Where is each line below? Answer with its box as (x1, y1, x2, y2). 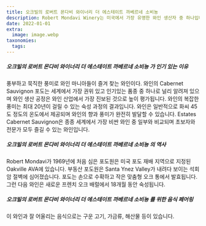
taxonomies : (6, 37, 37, 44)
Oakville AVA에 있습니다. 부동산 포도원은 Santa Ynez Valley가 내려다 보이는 (6, 165, 188, 173)
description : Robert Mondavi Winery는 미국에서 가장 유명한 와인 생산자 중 (6, 15, 184, 21)
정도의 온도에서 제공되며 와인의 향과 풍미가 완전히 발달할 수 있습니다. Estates (12, 110, 196, 117)
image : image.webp (12, 32, 59, 38)
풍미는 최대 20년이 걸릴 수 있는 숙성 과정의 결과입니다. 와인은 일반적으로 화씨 (6, 103, 189, 110)
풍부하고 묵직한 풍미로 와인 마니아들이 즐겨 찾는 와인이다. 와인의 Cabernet (6, 79, 184, 87)
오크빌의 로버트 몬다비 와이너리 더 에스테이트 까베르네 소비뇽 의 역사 (6, 141, 167, 148)
